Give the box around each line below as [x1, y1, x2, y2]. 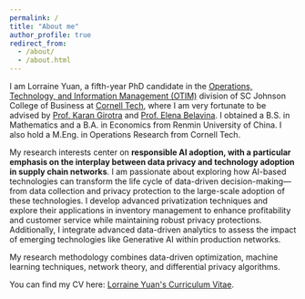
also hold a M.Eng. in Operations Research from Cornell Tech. [9, 129, 241, 139]
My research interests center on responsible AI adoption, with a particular [9, 147, 291, 158]
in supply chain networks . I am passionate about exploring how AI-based [9, 166, 287, 177]
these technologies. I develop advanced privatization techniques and [9, 195, 269, 206]
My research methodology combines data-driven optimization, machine [9, 252, 279, 263]
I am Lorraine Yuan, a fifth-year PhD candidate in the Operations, [9, 81, 253, 91]
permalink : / [9, 13, 59, 23]
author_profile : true [9, 30, 92, 39]
